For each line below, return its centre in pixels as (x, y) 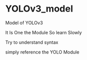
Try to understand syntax (32, 42)
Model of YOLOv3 (24, 23)
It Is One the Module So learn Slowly (43, 32)
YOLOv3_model (39, 9)
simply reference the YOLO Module (42, 52)
